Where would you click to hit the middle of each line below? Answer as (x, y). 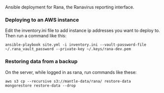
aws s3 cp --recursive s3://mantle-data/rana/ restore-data (68, 81)
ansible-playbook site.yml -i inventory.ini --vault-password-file (76, 45)
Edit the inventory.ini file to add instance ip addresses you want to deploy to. (82, 31)
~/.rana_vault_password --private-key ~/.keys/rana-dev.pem (68, 49)
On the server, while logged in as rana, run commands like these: (71, 72)
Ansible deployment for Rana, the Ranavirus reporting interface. (70, 7)
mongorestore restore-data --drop (41, 86)
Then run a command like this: (36, 36)
